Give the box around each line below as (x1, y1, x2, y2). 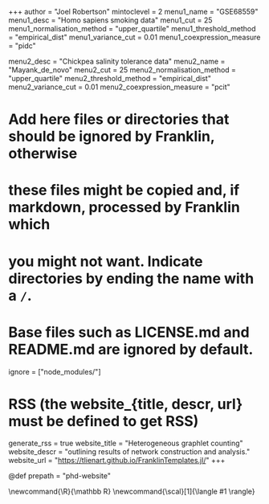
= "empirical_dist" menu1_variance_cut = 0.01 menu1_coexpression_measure (8, 32, 261, 42)
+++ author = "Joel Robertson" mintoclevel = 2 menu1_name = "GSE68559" (8, 7, 259, 16)
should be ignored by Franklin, (8, 128, 215, 145)
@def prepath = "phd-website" (8, 471, 111, 481)
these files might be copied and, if (8, 181, 240, 199)
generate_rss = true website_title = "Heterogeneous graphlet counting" (8, 438, 243, 449)
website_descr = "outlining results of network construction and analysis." (8, 447, 251, 457)
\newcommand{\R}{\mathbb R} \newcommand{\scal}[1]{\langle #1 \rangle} (8, 486, 255, 497)
